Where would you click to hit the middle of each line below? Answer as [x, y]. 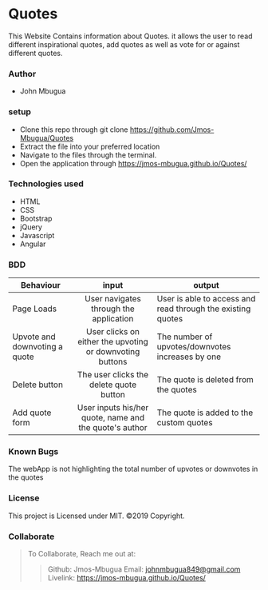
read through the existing [204, 309]
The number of [185, 337]
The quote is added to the [205, 413]
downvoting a [38, 347]
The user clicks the [113, 375]
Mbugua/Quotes [47, 138]
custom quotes [185, 423]
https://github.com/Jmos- [172, 130]
